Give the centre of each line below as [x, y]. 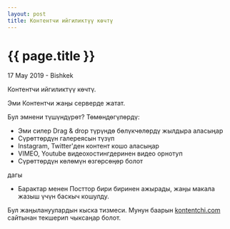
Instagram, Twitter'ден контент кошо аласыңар [88, 146]
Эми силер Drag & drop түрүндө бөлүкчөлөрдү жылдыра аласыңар [120, 131]
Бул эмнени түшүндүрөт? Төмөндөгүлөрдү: [74, 117]
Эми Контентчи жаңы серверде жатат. [66, 103]
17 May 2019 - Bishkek [40, 76]
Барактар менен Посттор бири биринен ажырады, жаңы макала [116, 189]
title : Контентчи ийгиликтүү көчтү [60, 21]
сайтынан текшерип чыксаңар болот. [64, 218]
